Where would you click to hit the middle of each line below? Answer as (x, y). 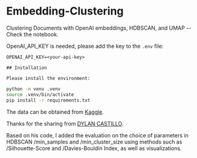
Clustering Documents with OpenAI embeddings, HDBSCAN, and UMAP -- (99, 28)
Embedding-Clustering (65, 11)
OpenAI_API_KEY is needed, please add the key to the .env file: (85, 46)
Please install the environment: (48, 78)
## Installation (27, 68)
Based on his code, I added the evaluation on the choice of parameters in (97, 135)
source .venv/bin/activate (40, 94)
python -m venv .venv (34, 89)
